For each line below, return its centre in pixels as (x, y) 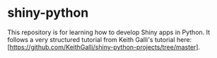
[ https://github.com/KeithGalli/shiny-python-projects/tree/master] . (104, 47)
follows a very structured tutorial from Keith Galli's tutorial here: (100, 39)
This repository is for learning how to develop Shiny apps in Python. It (109, 32)
